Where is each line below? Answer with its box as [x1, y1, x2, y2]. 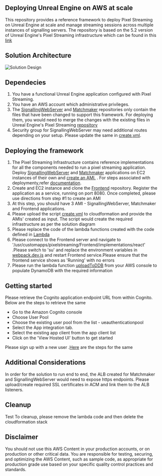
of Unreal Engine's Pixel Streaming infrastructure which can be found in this [5, 32, 157, 38]
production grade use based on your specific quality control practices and [5, 461, 154, 467]
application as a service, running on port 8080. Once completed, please [12, 190, 156, 196]
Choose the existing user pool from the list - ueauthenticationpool [12, 320, 144, 326]
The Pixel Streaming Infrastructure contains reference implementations [12, 160, 154, 165]
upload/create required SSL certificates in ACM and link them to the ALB [5, 381, 149, 387]
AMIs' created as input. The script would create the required [12, 216, 133, 222]
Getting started [5, 281, 52, 290]
